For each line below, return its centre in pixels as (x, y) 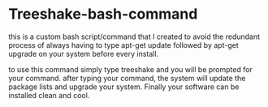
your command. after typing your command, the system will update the (127, 78)
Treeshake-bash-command (103, 14)
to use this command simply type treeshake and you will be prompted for (131, 69)
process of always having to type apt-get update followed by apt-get (123, 45)
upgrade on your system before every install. (84, 53)
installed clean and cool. (49, 95)
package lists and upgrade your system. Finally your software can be (124, 87)
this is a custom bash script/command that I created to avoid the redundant (134, 36)
